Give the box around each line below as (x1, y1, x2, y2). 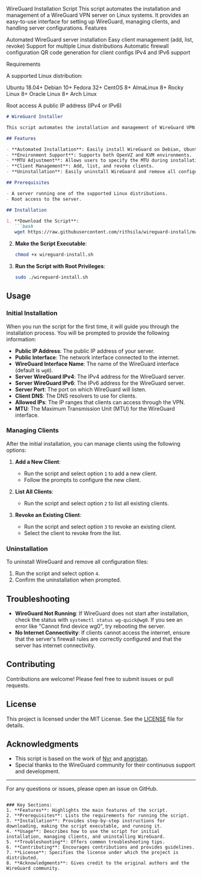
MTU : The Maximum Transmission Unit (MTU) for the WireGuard (14, 405, 176, 412)
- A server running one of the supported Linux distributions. (6, 190, 168, 197)
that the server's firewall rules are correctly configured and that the (14, 635, 182, 642)
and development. (14, 768, 60, 775)
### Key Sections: (6, 802, 52, 808)
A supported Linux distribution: (6, 72, 83, 79)
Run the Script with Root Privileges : (14, 262, 106, 270)
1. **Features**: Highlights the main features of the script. (6, 808, 168, 814)
